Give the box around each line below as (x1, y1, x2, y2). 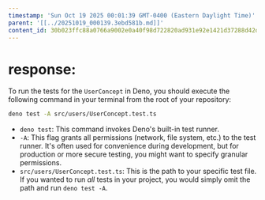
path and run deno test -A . (19, 183, 108, 193)
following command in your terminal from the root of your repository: (8, 95, 231, 104)
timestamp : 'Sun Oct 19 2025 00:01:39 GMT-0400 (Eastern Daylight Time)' (8, 11, 256, 20)
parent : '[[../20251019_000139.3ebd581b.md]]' (8, 19, 164, 27)
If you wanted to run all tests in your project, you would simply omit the (19, 175, 251, 184)
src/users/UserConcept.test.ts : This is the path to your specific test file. (19, 167, 257, 176)
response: (8, 60, 77, 78)
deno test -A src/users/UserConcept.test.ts (8, 110, 157, 119)
